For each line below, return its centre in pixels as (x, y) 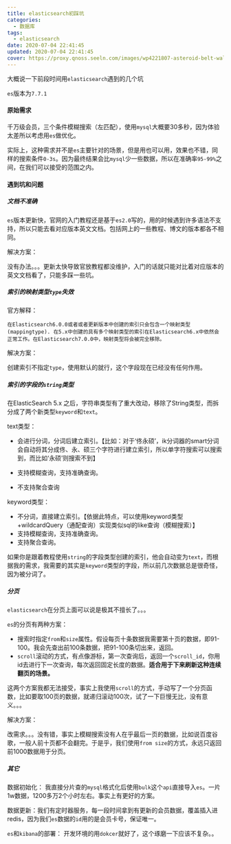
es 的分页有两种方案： (37, 624)
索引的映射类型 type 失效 (41, 292)
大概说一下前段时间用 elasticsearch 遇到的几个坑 (76, 78)
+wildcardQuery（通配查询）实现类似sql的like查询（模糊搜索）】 (108, 525)
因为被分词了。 (28, 574)
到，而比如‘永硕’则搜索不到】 (58, 458)
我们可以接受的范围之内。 (61, 167)
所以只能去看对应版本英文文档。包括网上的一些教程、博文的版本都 (112, 228)
